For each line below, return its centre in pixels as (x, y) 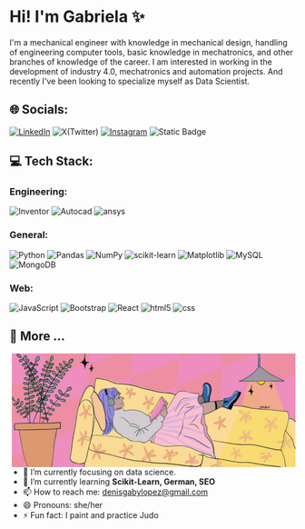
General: (29, 235)
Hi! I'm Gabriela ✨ (77, 17)
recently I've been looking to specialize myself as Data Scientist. (130, 81)
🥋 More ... (37, 337)
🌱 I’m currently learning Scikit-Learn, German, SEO (119, 481)
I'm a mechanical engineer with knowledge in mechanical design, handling (148, 42)
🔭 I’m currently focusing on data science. (99, 472)
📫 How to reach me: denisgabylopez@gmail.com (115, 492)
